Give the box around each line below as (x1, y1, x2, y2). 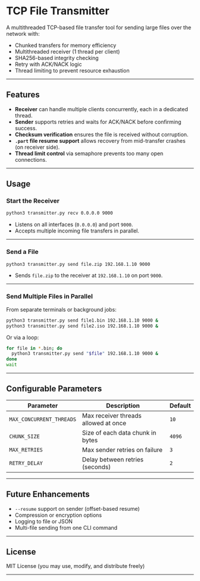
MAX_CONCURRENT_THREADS (9, 416, 77, 423)
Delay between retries (82, 455, 144, 463)
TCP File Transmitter (6, 4, 110, 18)
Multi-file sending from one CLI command (14, 524, 118, 531)
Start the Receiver (6, 197, 60, 205)
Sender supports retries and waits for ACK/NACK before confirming (14, 118, 182, 125)
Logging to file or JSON (14, 517, 73, 525)
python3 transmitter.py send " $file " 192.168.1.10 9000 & (11, 351, 159, 357)
